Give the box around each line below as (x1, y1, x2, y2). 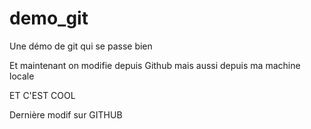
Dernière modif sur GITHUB (9, 108, 123, 121)
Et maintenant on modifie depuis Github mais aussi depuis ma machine (9, 59, 301, 71)
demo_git (9, 7, 89, 30)
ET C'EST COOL (9, 89, 76, 101)
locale (9, 70, 35, 82)
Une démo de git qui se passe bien (9, 40, 153, 52)
